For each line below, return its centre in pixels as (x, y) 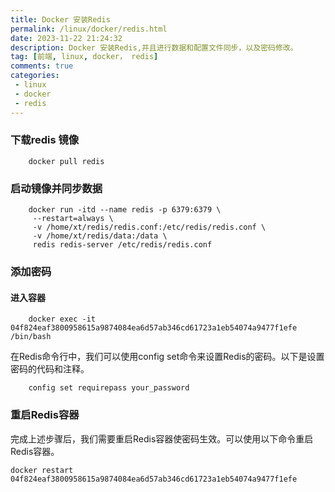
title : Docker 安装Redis (60, 19)
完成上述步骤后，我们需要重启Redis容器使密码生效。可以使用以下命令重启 (162, 438)
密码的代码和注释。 (50, 369)
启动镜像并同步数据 (56, 188)
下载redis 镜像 (45, 140)
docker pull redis (66, 161)
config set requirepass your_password (109, 388)
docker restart (42, 470)
